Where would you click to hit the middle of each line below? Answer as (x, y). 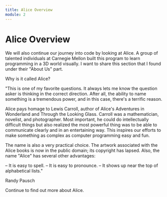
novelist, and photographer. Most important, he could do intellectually (77, 120)
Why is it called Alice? (28, 79)
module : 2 (16, 15)
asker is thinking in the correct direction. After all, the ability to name (76, 94)
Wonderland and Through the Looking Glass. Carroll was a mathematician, (82, 114)
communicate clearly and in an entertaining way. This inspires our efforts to (83, 130)
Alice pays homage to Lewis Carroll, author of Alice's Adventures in (75, 109)
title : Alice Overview (29, 10)
